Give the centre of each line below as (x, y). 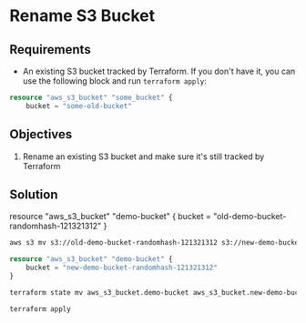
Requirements (50, 50)
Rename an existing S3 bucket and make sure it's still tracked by (143, 156)
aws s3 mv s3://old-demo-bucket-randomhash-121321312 (114, 243)
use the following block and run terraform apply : (115, 81)
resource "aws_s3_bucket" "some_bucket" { (91, 97)
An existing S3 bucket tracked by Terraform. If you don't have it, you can (159, 71)
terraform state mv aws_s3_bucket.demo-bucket (99, 292)
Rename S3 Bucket (82, 16)
